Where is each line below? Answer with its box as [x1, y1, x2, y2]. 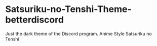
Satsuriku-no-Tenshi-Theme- [5, 3, 132, 15]
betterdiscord [5, 14, 64, 25]
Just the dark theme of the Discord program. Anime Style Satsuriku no [5, 30, 152, 36]
